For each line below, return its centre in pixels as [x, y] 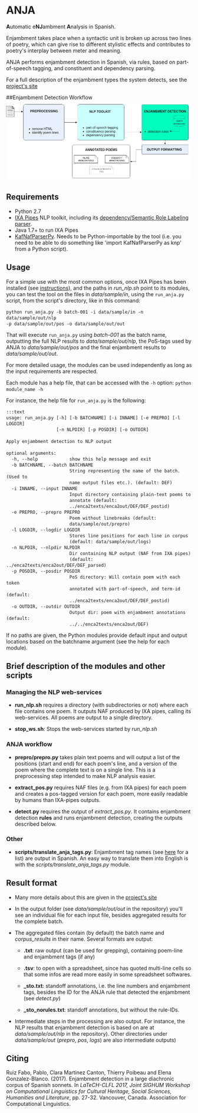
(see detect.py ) [42, 998]
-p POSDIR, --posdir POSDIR [46, 571]
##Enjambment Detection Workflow [49, 97]
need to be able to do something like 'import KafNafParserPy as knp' [98, 242]
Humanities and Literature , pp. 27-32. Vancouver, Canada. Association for [96, 1098]
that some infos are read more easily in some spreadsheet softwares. [108, 974]
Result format [32, 883]
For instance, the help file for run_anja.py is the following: [76, 400]
